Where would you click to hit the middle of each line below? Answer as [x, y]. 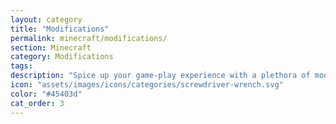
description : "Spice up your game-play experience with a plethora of [160, 76]
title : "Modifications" [60, 29]
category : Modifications [62, 57]
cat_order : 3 [37, 103]
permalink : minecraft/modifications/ [89, 38]
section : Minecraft [51, 47]
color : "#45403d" [46, 94]
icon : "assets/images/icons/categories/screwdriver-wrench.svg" [147, 85]
